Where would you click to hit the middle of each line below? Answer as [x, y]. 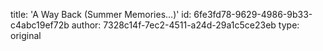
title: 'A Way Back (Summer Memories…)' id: [101, 14]
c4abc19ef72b [40, 25]
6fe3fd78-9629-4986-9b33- [253, 14]
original [26, 35]
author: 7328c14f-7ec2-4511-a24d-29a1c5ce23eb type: [185, 25]
